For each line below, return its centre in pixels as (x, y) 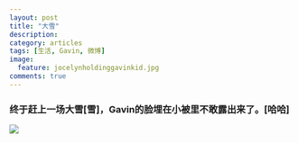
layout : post (34, 18)
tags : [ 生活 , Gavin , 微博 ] (57, 51)
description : (34, 34)
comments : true (38, 76)
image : (22, 59)
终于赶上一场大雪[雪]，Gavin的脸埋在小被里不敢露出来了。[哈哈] (149, 109)
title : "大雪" (35, 26)
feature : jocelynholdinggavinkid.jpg (88, 68)
